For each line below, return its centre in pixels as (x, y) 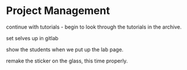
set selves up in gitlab (32, 38)
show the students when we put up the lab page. (65, 49)
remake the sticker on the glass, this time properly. (67, 61)
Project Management (58, 11)
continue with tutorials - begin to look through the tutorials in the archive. (94, 27)
